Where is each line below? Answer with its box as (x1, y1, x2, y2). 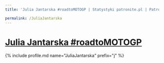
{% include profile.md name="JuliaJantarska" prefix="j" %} (5, 53, 124, 59)
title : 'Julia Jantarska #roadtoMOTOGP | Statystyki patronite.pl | (5, 7, 147, 12)
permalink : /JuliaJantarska (5, 16, 62, 21)
